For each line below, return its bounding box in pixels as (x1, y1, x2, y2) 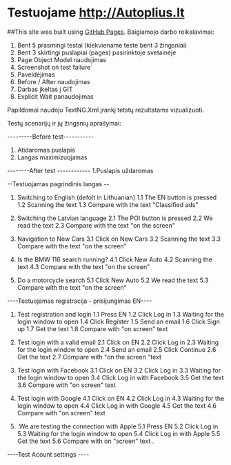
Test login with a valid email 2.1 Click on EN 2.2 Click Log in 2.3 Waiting (17, 338, 219, 346)
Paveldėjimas (17, 70, 55, 79)
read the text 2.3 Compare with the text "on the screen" (17, 221, 176, 229)
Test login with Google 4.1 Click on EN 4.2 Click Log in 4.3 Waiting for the (17, 394, 225, 402)
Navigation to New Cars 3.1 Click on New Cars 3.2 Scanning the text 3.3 (17, 235, 221, 243)
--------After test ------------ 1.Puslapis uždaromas (7, 166, 154, 175)
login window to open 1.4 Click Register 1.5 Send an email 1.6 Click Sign (17, 317, 221, 326)
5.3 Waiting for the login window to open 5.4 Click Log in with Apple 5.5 (17, 429, 221, 437)
